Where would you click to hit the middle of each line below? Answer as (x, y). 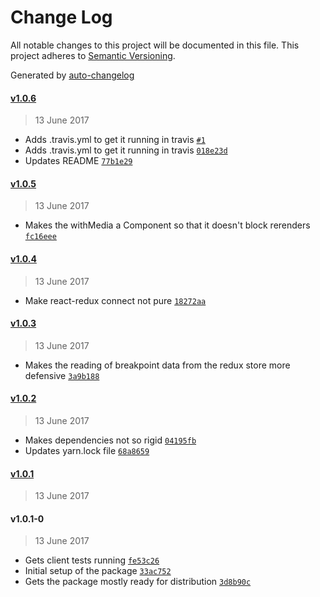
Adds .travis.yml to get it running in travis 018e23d (126, 150)
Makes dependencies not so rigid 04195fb (110, 440)
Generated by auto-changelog (72, 75)
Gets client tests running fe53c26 (92, 560)
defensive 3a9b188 (62, 375)
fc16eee (40, 237)
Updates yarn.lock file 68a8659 (87, 450)
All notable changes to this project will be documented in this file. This (155, 45)
